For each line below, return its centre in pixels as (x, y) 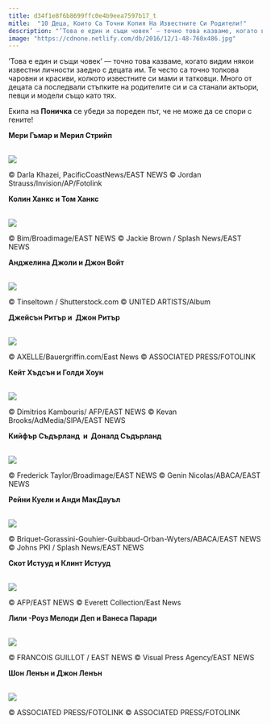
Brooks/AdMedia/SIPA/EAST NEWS (67, 421)
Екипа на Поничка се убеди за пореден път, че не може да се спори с (130, 111)
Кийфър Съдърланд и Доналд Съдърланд (85, 436)
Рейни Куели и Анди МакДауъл (65, 500)
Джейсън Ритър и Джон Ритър (65, 318)
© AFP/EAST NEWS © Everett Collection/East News (95, 603)
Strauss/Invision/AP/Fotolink (55, 183)
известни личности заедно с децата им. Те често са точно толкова (124, 70)
